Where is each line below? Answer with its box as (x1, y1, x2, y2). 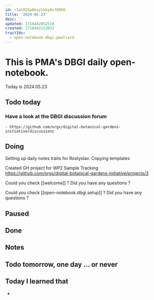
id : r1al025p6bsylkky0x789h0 (5, 7, 66, 12)
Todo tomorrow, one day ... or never (5, 260, 118, 269)
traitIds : (5, 30, 26, 35)
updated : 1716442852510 (5, 21, 55, 26)
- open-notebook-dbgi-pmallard (9, 35, 75, 40)
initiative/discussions (5, 129, 55, 134)
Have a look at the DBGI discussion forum (5, 113, 107, 120)
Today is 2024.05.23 (5, 83, 48, 90)
